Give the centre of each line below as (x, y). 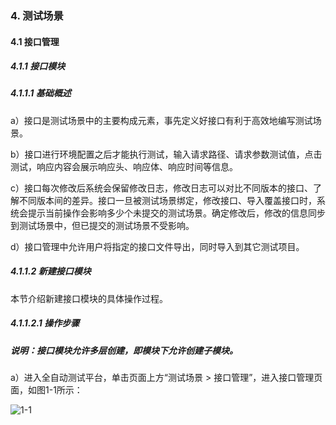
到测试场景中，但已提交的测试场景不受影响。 (102, 225)
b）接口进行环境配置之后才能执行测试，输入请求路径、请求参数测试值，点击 (166, 154)
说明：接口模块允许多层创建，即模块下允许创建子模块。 (124, 350)
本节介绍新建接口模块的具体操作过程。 (89, 298)
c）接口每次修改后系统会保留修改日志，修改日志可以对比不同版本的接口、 (161, 188)
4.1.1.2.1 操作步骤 (45, 323)
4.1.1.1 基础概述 (41, 93)
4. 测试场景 (37, 15)
